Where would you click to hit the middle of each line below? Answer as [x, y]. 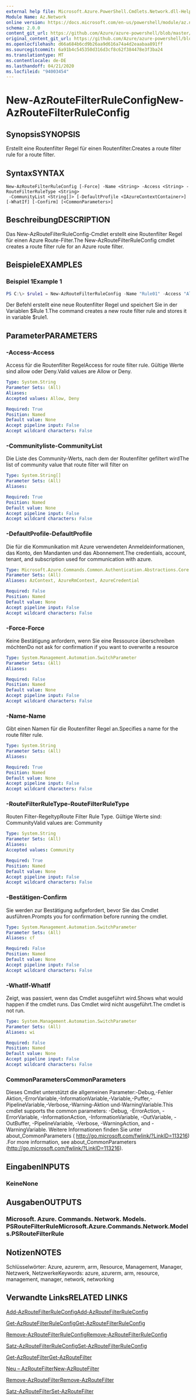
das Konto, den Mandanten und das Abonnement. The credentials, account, [96, 553]
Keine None [22, 1183]
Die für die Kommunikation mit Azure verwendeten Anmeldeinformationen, [95, 547]
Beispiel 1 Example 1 [34, 282]
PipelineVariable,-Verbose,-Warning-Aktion [58, 1105]
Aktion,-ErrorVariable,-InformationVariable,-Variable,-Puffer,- [79, 1098]
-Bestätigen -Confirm [36, 897]
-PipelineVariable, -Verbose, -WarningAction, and [91, 1124]
